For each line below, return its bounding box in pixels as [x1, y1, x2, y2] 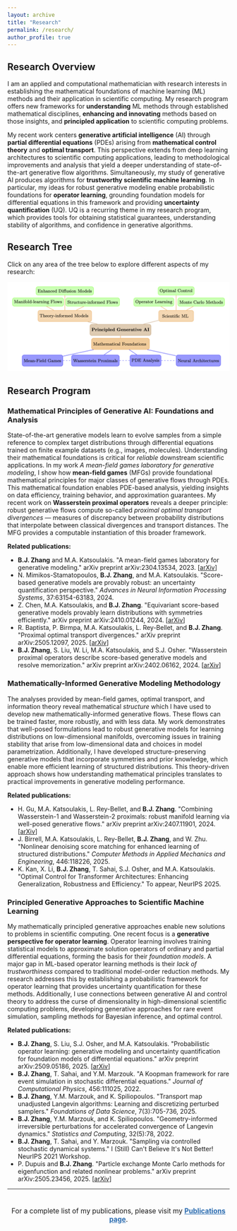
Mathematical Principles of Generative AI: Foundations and [7, 406, 214, 416]
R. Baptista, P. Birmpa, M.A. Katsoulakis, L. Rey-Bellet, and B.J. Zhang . [17, 624, 224, 632]
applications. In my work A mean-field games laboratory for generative [7, 461, 214, 470]
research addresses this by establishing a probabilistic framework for [7, 975, 209, 983]
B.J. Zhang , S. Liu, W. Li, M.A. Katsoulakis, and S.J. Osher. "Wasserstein [17, 646, 228, 655]
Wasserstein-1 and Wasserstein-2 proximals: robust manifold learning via [17, 812, 230, 821]
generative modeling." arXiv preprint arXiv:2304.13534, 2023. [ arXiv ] [17, 564, 217, 572]
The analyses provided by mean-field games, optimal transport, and [7, 694, 205, 703]
